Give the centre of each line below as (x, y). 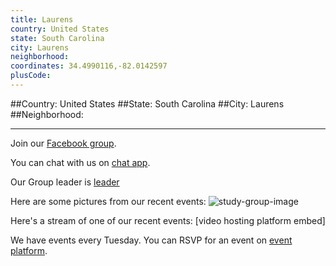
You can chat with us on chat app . (80, 162)
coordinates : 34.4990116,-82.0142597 (89, 66)
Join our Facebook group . (63, 143)
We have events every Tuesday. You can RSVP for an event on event (151, 240)
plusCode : (31, 76)
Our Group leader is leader (65, 182)
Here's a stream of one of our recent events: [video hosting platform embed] (168, 220)
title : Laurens (42, 19)
